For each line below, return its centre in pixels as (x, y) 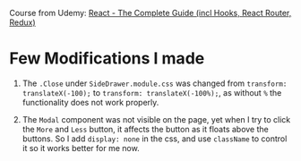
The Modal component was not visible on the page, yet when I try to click (156, 119)
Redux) (22, 22)
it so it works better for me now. (81, 148)
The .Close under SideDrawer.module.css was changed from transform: (155, 83)
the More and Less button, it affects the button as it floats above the (145, 129)
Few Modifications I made (107, 59)
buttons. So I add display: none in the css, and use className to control (155, 139)
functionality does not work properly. (90, 102)
